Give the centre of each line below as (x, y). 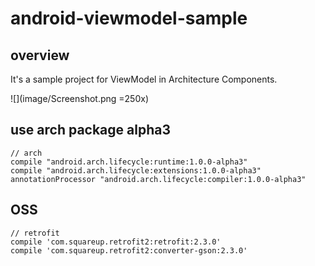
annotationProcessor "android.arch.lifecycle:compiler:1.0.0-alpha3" (158, 179)
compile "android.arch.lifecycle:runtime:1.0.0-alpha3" (129, 162)
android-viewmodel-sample (129, 18)
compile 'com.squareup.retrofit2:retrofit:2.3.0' (116, 242)
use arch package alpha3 (91, 130)
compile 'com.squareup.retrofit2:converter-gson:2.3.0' (129, 250)
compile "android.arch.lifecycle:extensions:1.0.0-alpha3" (136, 170)
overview (40, 55)
